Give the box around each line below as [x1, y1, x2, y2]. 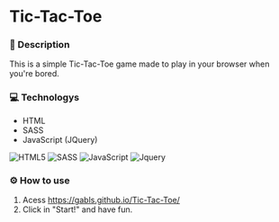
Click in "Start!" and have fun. [22, 204, 133, 215]
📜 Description [9, 39, 70, 51]
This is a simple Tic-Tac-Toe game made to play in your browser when [9, 58, 270, 69]
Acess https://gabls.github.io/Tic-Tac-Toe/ [22, 195, 180, 206]
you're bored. [9, 68, 60, 79]
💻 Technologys [9, 92, 79, 104]
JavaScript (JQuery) [22, 134, 98, 145]
